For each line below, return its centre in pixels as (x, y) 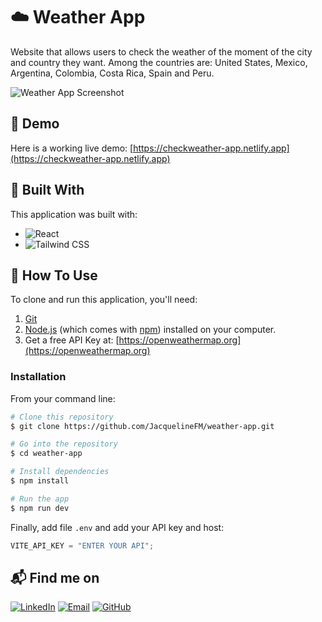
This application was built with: (74, 214)
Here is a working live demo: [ (72, 148)
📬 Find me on (55, 577)
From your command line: (63, 398)
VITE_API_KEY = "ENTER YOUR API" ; (82, 545)
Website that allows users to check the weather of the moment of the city (161, 51)
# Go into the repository (64, 444)
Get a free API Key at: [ (72, 340)
